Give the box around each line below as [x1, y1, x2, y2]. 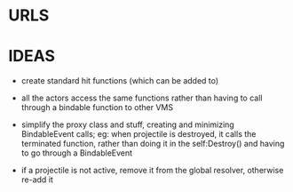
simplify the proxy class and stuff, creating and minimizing [20, 119, 234, 130]
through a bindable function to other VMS [20, 102, 174, 113]
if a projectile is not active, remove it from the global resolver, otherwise [20, 165, 284, 176]
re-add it [20, 174, 54, 185]
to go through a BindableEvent [20, 148, 133, 158]
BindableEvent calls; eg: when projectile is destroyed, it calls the [20, 129, 257, 140]
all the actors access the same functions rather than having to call [20, 92, 263, 103]
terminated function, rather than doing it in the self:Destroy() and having [20, 139, 285, 149]
